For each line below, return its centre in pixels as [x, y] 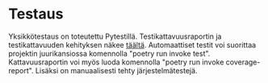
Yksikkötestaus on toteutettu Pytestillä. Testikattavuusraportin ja [115, 36]
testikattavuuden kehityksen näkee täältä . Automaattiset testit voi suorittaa [132, 44]
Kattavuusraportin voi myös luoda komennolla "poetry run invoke [116, 62]
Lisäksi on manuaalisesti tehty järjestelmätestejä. [116, 70]
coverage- [243, 62]
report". [21, 70]
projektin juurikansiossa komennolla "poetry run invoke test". [109, 53]
